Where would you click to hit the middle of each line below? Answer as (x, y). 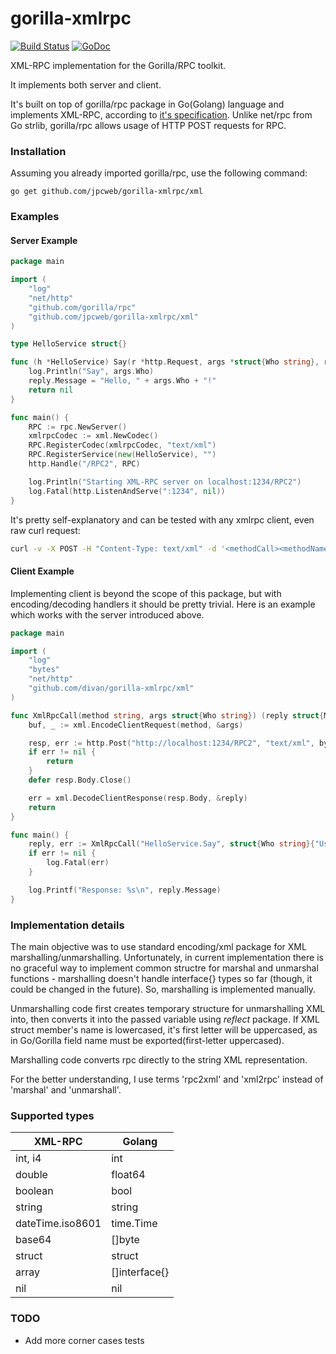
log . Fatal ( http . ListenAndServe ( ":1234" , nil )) (127, 491)
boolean (34, 1191)
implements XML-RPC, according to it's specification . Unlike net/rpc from (161, 114)
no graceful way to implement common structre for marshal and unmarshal (164, 968)
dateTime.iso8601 (58, 1224)
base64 (33, 1240)
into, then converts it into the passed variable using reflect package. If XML (165, 1019)
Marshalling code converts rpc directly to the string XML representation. (159, 1059)
